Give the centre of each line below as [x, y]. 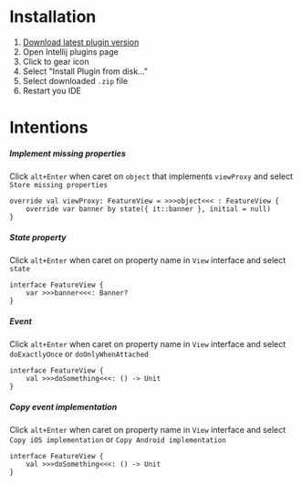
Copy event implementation [63, 406]
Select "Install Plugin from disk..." [85, 71]
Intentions [49, 127]
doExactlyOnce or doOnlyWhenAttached [79, 354]
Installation [53, 17]
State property [38, 237]
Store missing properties [58, 185]
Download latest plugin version [81, 42]
